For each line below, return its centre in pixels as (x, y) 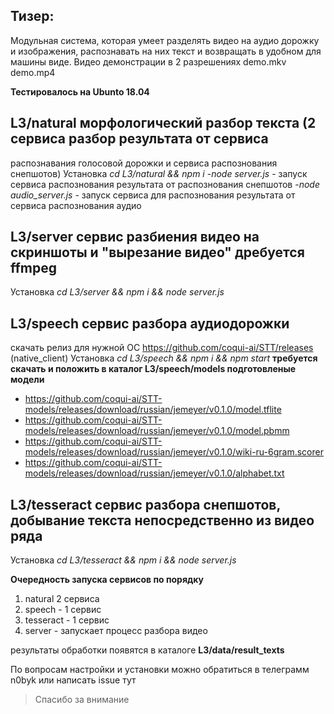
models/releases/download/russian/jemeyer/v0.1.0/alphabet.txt (154, 473)
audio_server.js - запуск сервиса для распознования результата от (153, 195)
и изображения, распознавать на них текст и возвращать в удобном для (166, 51)
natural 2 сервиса (62, 599)
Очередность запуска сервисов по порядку (107, 580)
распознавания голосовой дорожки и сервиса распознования (144, 163)
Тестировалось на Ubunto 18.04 (80, 91)
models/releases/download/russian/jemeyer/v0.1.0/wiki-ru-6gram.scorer (174, 452)
